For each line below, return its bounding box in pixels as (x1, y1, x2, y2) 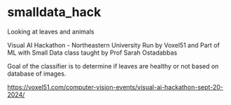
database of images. (7, 69, 66, 78)
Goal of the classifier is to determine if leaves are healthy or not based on (7, 62, 219, 70)
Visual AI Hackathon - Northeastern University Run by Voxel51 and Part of (7, 41, 220, 49)
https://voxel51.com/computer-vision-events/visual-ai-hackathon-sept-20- (7, 83, 224, 91)
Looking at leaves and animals (7, 27, 94, 36)
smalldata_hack (7, 4, 101, 20)
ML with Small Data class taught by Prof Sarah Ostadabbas (7, 48, 177, 57)
